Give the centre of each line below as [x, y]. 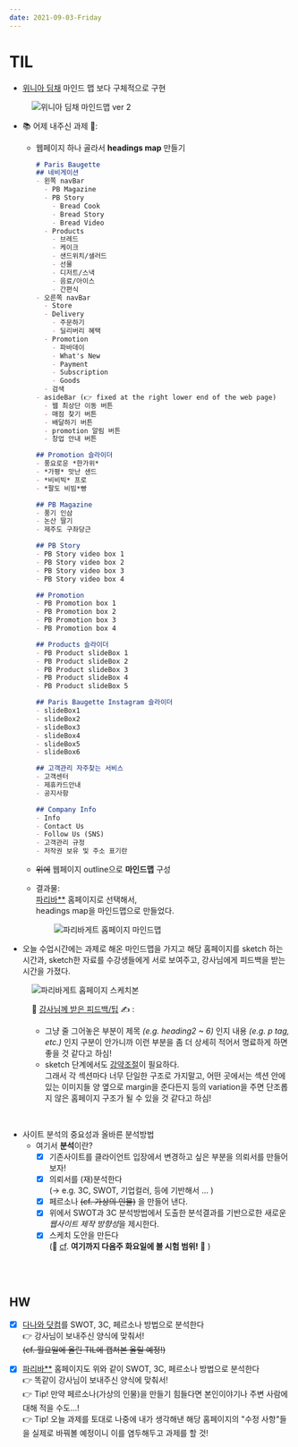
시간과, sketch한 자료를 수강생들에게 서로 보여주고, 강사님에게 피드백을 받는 [154, 960]
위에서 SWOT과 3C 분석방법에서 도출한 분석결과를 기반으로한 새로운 [167, 1213]
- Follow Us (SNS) [70, 834]
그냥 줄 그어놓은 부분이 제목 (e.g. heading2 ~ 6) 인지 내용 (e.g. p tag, [167, 1031]
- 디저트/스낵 [74, 272]
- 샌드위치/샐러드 [80, 256]
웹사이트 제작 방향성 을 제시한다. [104, 1224]
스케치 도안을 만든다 [84, 1235]
